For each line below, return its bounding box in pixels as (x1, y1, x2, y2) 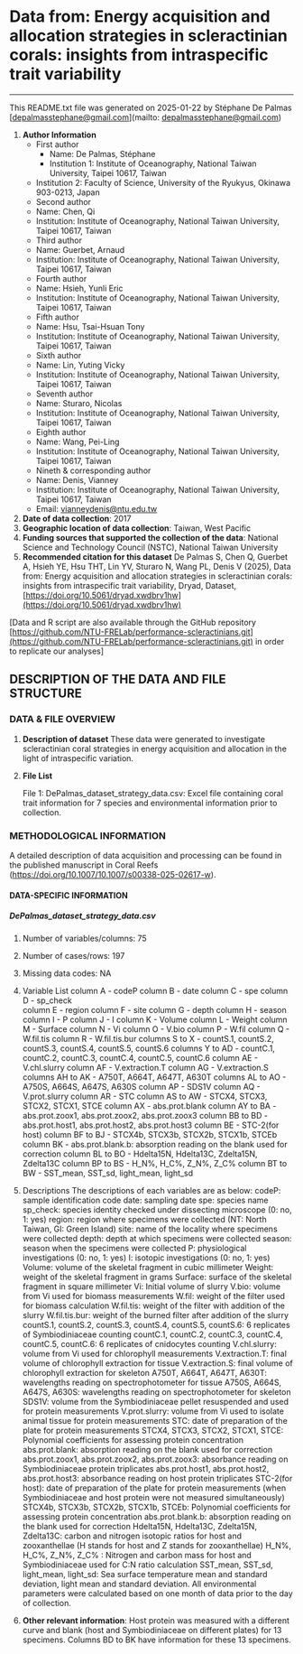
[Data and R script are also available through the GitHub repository (9, 617, 257, 627)
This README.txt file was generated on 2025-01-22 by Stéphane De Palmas (9, 102, 292, 113)
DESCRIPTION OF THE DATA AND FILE (9, 672, 227, 687)
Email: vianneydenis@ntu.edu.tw (35, 503, 158, 514)
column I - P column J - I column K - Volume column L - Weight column (22, 1014, 288, 1026)
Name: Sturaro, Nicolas (35, 397, 123, 408)
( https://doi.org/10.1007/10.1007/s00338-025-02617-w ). (9, 869, 216, 879)
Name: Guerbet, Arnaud (35, 244, 125, 255)
